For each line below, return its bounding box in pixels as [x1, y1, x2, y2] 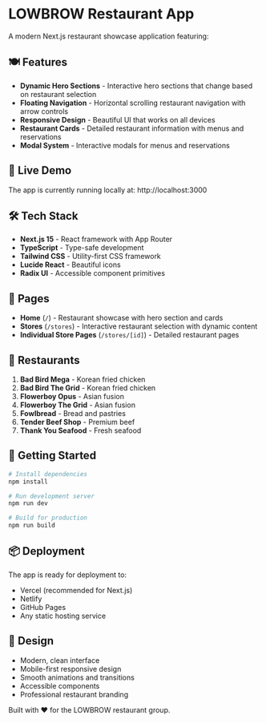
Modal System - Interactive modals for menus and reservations [19, 140, 230, 150]
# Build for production [8, 514, 88, 522]
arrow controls [19, 106, 69, 116]
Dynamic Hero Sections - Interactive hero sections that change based [19, 81, 253, 91]
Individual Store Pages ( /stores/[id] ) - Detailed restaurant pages [19, 330, 240, 340]
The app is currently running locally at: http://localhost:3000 [8, 185, 208, 195]
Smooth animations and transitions [19, 673, 135, 682]
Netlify [19, 594, 42, 604]
